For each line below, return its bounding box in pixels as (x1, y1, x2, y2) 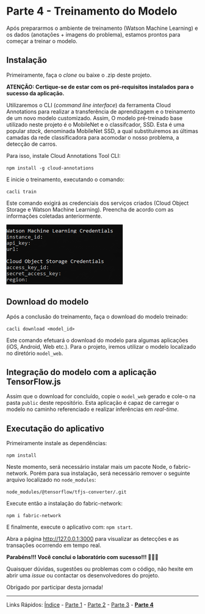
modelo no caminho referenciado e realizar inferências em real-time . (6, 405, 179, 413)
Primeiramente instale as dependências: (6, 440, 107, 447)
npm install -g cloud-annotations (6, 165, 95, 171)
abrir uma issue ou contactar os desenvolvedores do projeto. (6, 572, 160, 579)
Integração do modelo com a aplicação (6, 367, 157, 377)
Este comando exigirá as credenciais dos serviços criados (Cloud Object (6, 199, 189, 207)
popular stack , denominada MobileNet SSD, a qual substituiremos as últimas (6, 127, 198, 135)
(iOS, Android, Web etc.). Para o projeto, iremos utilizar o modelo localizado (6, 343, 196, 350)
